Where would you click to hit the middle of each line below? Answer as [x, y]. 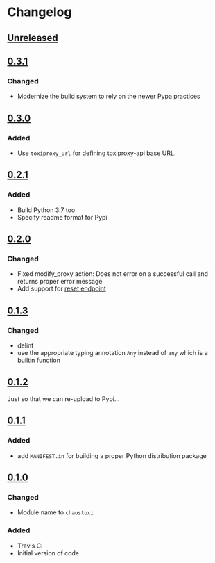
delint [25, 345]
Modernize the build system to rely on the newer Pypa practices [109, 96]
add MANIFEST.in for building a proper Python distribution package [112, 455]
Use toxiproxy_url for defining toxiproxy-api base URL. [96, 153]
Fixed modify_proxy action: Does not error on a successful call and [113, 274]
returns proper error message [60, 281]
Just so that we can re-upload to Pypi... [63, 399]
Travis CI [30, 546]
